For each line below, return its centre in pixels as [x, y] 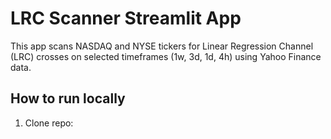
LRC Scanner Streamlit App [126, 18]
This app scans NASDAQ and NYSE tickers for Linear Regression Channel [162, 46]
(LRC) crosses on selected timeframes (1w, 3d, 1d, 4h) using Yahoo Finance [166, 56]
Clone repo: [49, 123]
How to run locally [68, 98]
